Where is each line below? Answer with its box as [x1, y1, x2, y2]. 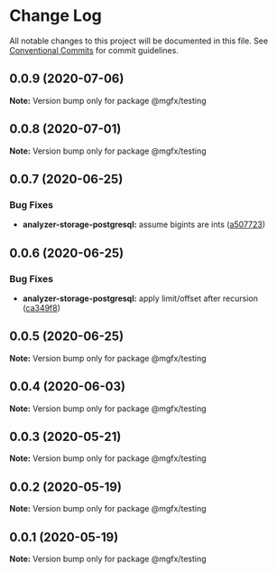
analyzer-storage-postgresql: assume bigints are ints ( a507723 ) [22, 219, 266, 230]
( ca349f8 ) [22, 302, 61, 313]
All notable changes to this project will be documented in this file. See [9, 35, 269, 46]
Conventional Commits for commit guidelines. [9, 44, 179, 55]
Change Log [9, 5, 102, 26]
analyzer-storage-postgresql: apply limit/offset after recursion [22, 293, 259, 304]
